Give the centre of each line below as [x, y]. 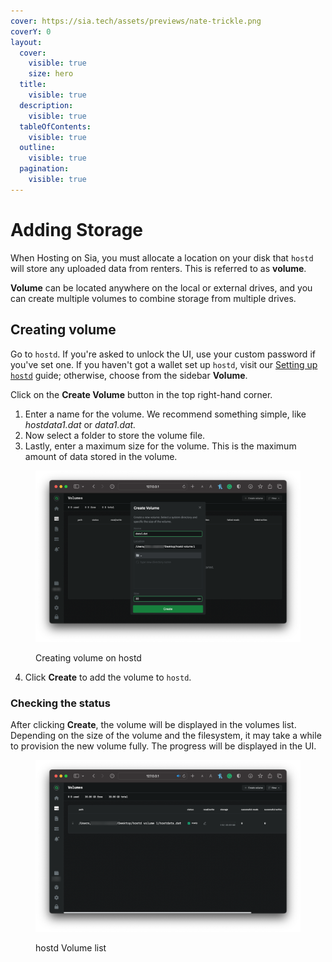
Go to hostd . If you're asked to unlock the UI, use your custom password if [163, 354]
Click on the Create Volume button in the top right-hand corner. [141, 394]
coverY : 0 [31, 31]
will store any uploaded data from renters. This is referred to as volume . [158, 268]
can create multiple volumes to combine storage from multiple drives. [153, 298]
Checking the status [60, 703]
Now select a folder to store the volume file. [115, 435]
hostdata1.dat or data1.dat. [80, 424]
